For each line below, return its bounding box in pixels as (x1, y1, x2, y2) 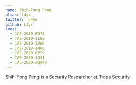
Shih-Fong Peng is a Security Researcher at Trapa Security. (5, 74, 131, 80)
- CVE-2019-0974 (10, 31, 45, 36)
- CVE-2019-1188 (10, 36, 45, 41)
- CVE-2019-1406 (10, 46, 45, 51)
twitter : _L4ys (5, 17, 38, 22)
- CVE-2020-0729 (10, 50, 45, 55)
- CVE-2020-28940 (10, 60, 47, 65)
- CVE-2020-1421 (10, 55, 45, 60)
